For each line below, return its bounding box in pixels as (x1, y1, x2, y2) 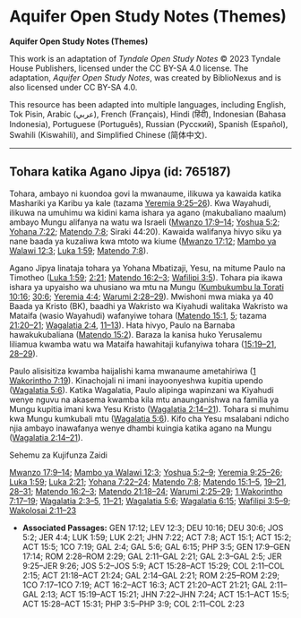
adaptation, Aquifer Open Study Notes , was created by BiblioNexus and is (9, 72, 282, 82)
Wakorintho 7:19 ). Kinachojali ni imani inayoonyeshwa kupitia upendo (9, 374, 263, 386)
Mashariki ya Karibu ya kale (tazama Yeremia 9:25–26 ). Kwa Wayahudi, (9, 197, 271, 208)
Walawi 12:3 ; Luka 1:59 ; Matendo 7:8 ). (9, 245, 150, 256)
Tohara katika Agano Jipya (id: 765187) (9, 164, 231, 180)
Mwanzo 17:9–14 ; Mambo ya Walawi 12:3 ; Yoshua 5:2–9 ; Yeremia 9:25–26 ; (9, 467, 283, 477)
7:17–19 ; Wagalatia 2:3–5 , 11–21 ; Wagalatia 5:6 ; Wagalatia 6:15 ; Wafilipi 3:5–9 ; (9, 495, 291, 506)
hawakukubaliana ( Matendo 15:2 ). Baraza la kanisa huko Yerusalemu (9, 329, 262, 339)
